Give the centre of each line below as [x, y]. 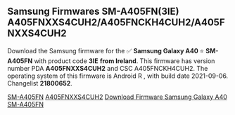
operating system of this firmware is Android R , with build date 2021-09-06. [118, 76]
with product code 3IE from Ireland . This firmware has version [125, 61]
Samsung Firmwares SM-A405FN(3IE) [93, 12]
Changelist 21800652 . [40, 83]
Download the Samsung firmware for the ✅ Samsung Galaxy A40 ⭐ [106, 50]
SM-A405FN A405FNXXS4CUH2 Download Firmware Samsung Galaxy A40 [117, 97]
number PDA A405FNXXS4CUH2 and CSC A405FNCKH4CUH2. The [108, 68]
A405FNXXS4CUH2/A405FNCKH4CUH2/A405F [116, 23]
